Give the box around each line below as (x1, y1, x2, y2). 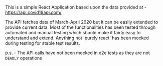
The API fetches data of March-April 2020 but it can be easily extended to (5, 19, 158, 25)
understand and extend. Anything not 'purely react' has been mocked (5, 35, 149, 41)
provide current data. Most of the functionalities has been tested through (5, 24, 156, 30)
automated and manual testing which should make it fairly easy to (5, 30, 141, 35)
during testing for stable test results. (5, 40, 80, 46)
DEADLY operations (5, 55, 43, 61)
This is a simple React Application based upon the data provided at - (5, 4, 147, 10)
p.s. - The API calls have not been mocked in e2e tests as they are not (5, 50, 150, 56)
